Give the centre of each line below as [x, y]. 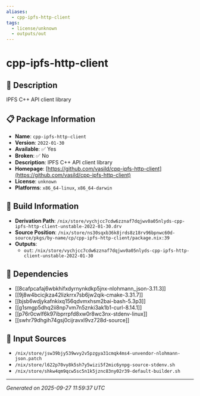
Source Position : [35, 232]
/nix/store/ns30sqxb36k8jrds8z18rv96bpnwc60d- [116, 233]
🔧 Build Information [43, 206]
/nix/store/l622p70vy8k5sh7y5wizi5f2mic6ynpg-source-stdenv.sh [95, 365]
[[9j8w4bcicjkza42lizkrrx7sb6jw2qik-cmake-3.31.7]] [79, 295]
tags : [13, 23]
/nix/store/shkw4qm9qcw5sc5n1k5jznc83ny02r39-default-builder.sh [97, 372]
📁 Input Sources [36, 339]
